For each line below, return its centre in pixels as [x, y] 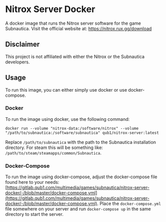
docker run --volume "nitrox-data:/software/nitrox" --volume [72, 128]
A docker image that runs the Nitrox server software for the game [73, 23]
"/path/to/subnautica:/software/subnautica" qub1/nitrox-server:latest [82, 133]
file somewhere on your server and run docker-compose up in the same [78, 209]
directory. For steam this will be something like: [54, 147]
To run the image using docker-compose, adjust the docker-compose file [81, 177]
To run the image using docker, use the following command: [68, 119]
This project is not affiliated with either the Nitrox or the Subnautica [75, 56]
